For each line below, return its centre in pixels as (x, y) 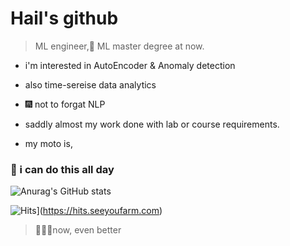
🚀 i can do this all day (62, 169)
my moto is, (48, 143)
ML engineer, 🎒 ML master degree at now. (119, 46)
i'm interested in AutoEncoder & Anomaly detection (130, 65)
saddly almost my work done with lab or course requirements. (152, 124)
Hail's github (64, 18)
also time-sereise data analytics (90, 84)
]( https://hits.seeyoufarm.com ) (99, 211)
